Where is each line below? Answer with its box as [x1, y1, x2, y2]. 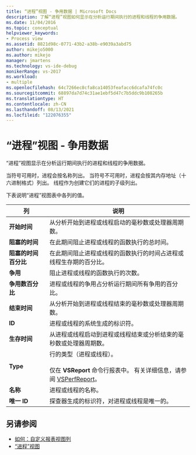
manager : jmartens [6, 57, 51, 63]
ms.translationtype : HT [6, 95, 64, 101]
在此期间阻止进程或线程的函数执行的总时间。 [49, 238, 173, 247]
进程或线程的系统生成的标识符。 [49, 320, 138, 328]
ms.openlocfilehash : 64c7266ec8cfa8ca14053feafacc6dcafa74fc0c [6, 85, 163, 91]
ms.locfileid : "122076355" [6, 112, 72, 118]
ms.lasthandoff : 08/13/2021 [6, 107, 75, 112]
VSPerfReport [57, 375, 95, 384]
